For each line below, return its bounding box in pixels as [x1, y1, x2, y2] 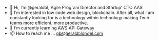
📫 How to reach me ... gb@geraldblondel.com [9, 30, 103, 36]
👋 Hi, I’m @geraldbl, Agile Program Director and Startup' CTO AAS [9, 5, 143, 10]
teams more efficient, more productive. [9, 20, 88, 26]
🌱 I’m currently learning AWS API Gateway [9, 25, 95, 31]
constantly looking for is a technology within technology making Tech [9, 15, 150, 20]
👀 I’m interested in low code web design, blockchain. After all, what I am [9, 10, 155, 15]
